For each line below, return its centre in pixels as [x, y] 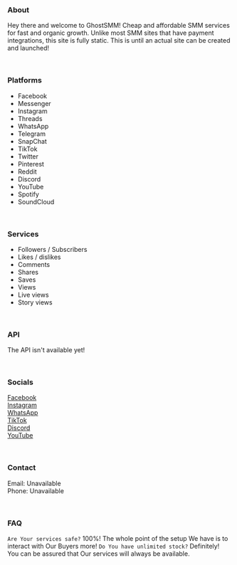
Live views [33, 295]
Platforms [25, 80]
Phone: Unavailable [36, 491]
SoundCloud [36, 201]
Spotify [28, 194]
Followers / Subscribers [52, 249]
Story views [35, 302]
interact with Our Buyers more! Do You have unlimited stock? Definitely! [114, 546]
